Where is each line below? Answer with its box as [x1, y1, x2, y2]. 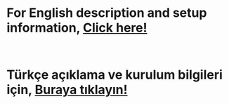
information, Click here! [6, 20, 148, 36]
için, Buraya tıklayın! [6, 82, 128, 98]
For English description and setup [6, 5, 207, 21]
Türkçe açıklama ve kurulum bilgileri [6, 67, 223, 83]
